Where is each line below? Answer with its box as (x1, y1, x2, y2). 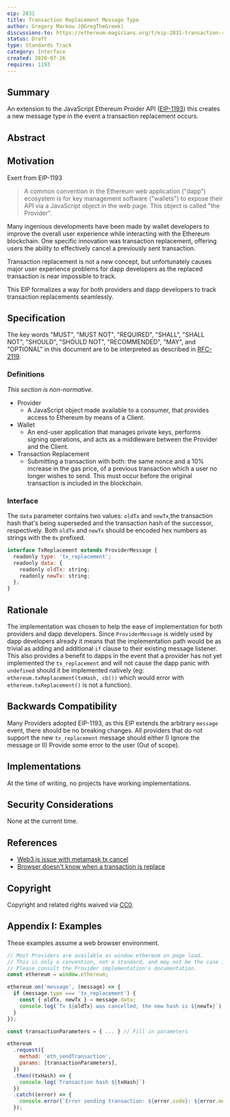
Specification (7, 313, 66, 324)
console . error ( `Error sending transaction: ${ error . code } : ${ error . (19, 1098, 219, 1105)
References (7, 837, 57, 848)
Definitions (7, 370, 45, 379)
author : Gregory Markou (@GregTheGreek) (7, 23, 125, 30)
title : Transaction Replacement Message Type (7, 16, 139, 23)
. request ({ (13, 1047, 44, 1054)
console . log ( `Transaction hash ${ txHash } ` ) (19, 1079, 146, 1085)
